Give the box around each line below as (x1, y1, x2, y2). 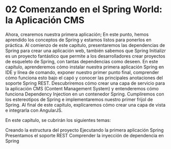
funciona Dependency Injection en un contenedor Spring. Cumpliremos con (5, 91, 164, 97)
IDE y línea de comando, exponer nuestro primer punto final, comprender (5, 69, 159, 75)
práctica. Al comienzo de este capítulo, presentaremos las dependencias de (5, 42, 165, 48)
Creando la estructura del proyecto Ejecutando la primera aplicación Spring (5, 127, 164, 133)
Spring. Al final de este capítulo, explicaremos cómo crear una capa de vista (5, 102, 166, 108)
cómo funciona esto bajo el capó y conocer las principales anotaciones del (5, 74, 163, 81)
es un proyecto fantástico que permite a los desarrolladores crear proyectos (5, 53, 165, 59)
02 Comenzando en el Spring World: (5, 4, 162, 15)
